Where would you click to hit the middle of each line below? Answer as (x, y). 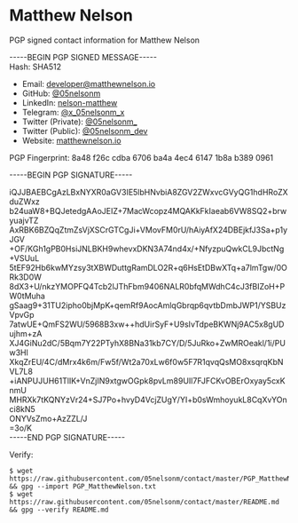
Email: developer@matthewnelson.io (89, 83)
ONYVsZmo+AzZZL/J (48, 418)
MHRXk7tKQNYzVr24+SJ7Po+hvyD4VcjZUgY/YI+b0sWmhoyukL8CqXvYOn (148, 400)
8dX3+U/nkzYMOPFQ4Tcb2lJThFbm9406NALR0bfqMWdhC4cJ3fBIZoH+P (147, 286)
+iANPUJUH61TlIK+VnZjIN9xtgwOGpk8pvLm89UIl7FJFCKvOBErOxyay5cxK (147, 380)
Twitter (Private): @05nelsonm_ (79, 122)
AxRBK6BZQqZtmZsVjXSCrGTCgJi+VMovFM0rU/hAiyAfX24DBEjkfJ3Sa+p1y (149, 230)
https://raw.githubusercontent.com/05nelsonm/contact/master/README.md (144, 502)
